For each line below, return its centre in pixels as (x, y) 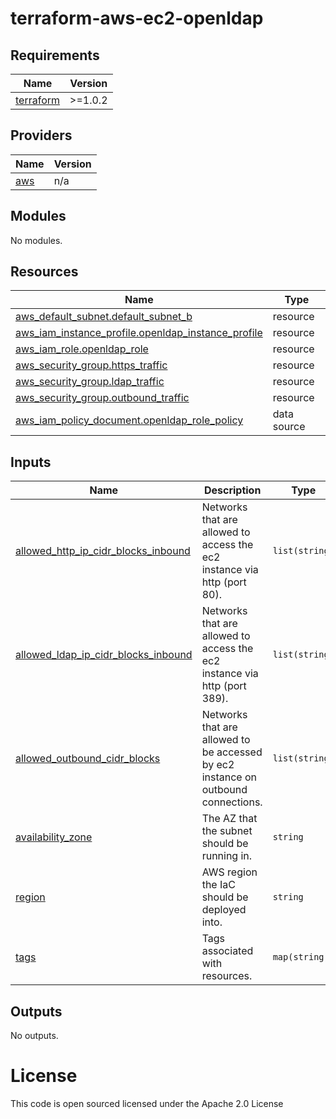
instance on (229, 777)
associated (227, 951)
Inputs (31, 462)
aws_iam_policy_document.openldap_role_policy (129, 420)
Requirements (55, 55)
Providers (41, 135)
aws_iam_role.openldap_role (82, 349)
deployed (224, 910)
